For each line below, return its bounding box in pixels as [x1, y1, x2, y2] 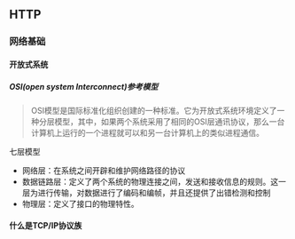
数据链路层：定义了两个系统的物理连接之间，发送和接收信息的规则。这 [21, 176, 279, 187]
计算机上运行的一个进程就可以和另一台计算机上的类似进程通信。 [30, 127, 264, 138]
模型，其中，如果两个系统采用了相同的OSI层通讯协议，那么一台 [54, 116, 285, 127]
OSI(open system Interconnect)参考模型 [9, 81, 159, 92]
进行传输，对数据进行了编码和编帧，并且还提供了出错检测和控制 [37, 187, 271, 198]
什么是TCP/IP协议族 [9, 220, 82, 231]
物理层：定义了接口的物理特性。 [21, 198, 139, 209]
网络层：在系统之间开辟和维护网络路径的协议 [21, 164, 186, 176]
